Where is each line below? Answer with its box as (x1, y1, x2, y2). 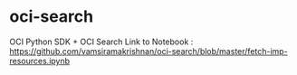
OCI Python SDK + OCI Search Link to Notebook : (9, 36, 194, 47)
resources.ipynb (9, 55, 71, 66)
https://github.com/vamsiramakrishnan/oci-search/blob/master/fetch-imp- (9, 45, 288, 56)
